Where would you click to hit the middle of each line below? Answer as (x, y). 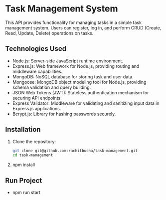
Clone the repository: (34, 141)
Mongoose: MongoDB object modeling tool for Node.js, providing (79, 82)
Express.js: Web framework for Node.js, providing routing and (76, 66)
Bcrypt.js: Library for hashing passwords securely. (64, 114)
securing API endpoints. (37, 98)
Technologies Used (36, 49)
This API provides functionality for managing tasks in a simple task (74, 22)
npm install (24, 165)
